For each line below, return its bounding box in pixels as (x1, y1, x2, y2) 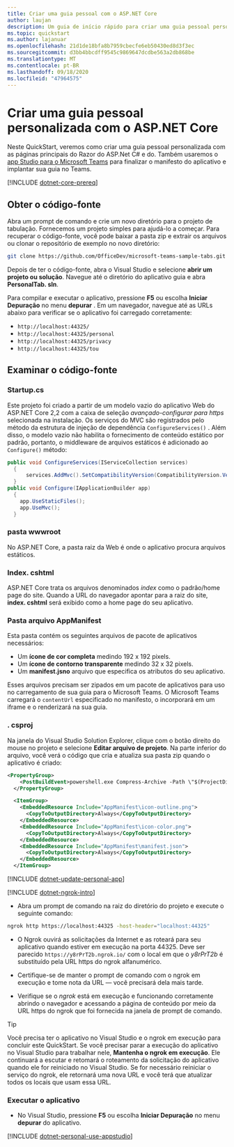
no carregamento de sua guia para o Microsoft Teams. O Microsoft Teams (7, 688, 219, 696)
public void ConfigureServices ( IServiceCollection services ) (7, 459, 189, 466)
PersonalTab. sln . (7, 280, 59, 288)
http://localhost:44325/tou (17, 345, 99, 352)
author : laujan (7, 17, 52, 24)
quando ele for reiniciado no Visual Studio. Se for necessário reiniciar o (7, 1063, 211, 1071)
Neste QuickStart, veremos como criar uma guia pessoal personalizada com (7, 143, 226, 151)
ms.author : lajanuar (7, 36, 68, 43)
